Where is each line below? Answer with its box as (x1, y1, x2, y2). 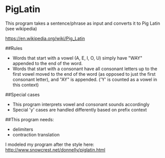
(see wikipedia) (5, 25, 37, 31)
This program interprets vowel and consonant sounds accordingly (12, 101, 150, 107)
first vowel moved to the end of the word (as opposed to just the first (12, 71, 156, 77)
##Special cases (5, 91, 40, 97)
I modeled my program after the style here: (5, 141, 94, 147)
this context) (12, 82, 39, 88)
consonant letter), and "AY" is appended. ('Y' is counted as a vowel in (12, 76, 157, 82)
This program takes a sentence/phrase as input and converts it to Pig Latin (5, 20, 160, 26)
